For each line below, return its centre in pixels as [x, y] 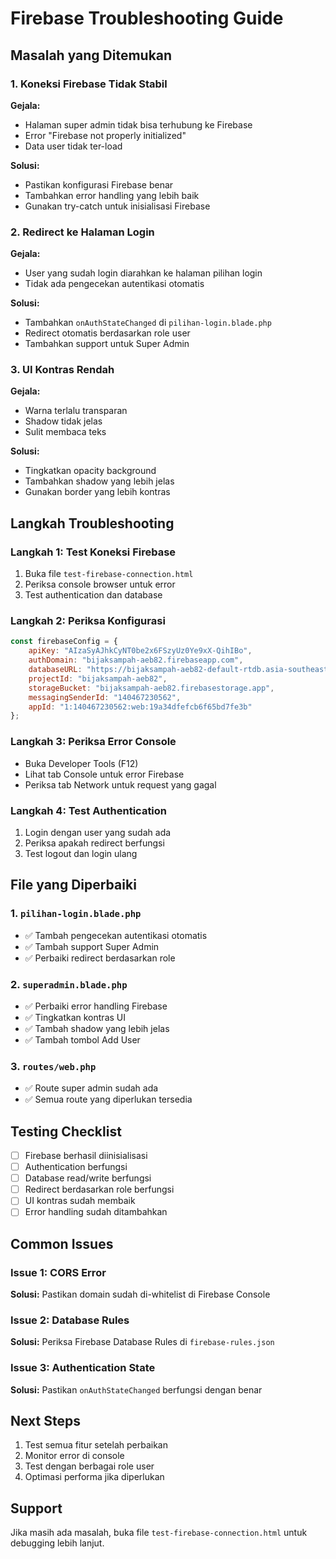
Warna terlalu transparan [76, 411]
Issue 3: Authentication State [83, 1368]
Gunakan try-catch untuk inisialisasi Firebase [117, 206]
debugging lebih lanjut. [57, 1543]
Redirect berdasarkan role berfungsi [99, 1189]
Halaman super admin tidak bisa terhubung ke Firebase [138, 124]
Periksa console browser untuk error [100, 584]
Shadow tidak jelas [63, 421]
